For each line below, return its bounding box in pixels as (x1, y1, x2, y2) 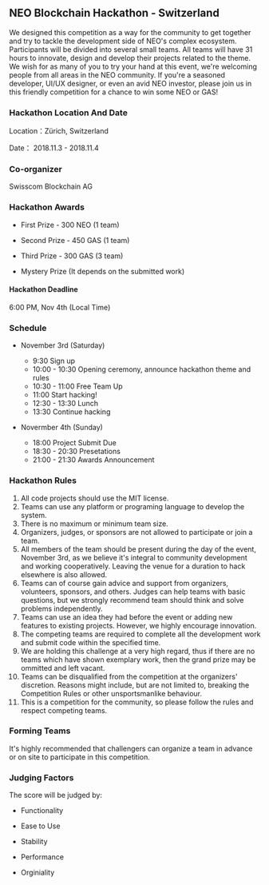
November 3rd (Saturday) (20, 341, 105, 350)
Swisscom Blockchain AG (9, 181, 93, 191)
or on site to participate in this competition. (9, 751, 151, 762)
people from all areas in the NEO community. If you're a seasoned (9, 70, 226, 79)
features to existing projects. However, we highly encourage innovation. (20, 620, 257, 630)
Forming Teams (9, 725, 71, 736)
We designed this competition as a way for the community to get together (9, 27, 251, 37)
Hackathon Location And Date (9, 107, 129, 118)
